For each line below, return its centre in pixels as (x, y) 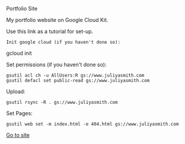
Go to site (18, 135)
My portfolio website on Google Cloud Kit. (57, 20)
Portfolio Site (22, 9)
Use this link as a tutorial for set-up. (50, 31)
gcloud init (19, 53)
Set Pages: (19, 113)
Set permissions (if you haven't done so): (56, 65)
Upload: (16, 91)
